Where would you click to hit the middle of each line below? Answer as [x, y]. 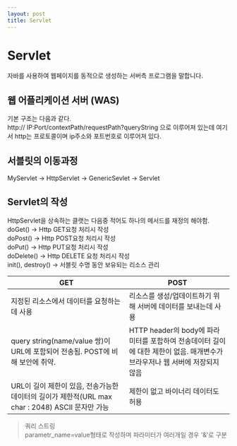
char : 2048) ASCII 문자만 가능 [60, 407]
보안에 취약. [38, 362]
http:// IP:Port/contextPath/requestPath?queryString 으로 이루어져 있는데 [111, 127]
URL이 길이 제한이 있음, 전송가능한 [65, 386]
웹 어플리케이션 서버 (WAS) [63, 100]
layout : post [26, 14]
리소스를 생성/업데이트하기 [170, 295]
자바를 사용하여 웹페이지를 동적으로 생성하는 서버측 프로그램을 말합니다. [105, 76]
